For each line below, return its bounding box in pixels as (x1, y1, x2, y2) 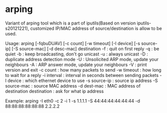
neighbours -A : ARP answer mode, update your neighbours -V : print (5, 61, 147, 67)
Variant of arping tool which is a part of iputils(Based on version (5, 20, 136, 26)
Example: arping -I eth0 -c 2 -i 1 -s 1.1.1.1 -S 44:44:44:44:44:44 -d (5, 97, 141, 103)
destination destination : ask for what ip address (5, 88, 104, 94)
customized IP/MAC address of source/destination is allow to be (30, 25, 162, 31)
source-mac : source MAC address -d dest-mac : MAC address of (5, 82, 141, 88)
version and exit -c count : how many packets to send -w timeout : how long (5, 66, 162, 73)
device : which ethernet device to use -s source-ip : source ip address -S (7, 77, 158, 83)
